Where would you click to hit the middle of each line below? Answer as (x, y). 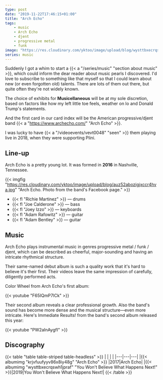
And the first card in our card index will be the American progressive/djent (79, 118)
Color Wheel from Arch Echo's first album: (47, 286)
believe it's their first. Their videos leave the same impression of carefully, (79, 272)
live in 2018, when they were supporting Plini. (50, 138)
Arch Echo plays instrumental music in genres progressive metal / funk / (77, 247)
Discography (25, 345)
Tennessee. (16, 170)
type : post (16, 9)
